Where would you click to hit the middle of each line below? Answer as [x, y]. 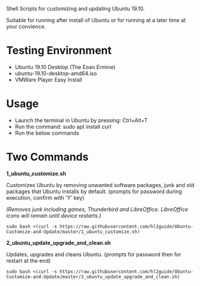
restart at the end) [28, 260]
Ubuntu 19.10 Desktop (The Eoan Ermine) [65, 67]
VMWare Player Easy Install [48, 79]
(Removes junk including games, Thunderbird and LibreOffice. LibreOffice [97, 209]
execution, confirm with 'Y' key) [45, 198]
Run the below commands [47, 133]
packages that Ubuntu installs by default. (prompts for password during [94, 191]
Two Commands [47, 157]
